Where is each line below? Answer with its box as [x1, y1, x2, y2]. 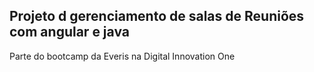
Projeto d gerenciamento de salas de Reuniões [9, 8, 305, 25]
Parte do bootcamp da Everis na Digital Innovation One [9, 50, 236, 62]
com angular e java [9, 24, 130, 41]
